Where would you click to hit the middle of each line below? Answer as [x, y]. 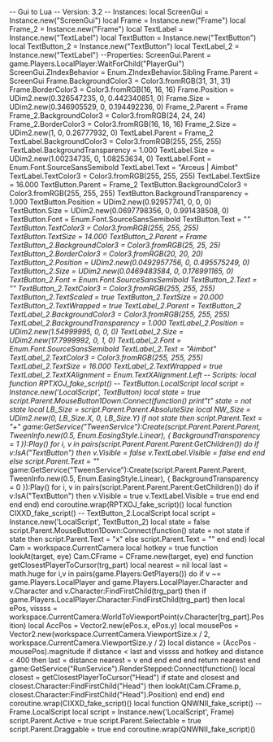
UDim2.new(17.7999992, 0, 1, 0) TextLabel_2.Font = [95, 340]
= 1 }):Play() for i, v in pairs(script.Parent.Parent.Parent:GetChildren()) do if [134, 444]
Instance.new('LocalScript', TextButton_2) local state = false [110, 522]
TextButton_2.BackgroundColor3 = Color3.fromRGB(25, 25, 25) [115, 245]
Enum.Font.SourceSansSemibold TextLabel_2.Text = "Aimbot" [113, 349]
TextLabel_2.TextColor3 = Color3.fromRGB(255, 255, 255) [106, 358]
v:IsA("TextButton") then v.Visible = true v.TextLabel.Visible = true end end [134, 496]
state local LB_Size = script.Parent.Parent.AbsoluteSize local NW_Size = [130, 409]
